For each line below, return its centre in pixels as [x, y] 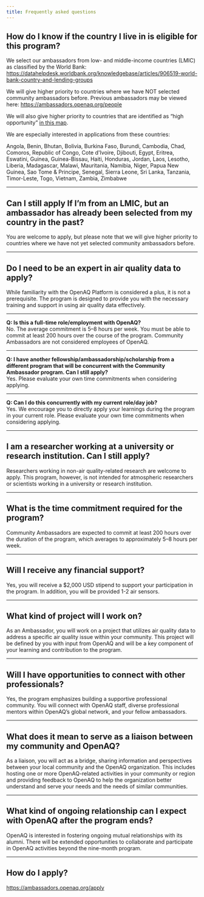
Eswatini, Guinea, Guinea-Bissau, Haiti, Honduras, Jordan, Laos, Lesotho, [98, 159]
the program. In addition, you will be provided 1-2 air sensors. [83, 591]
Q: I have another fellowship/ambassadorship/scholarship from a [90, 359]
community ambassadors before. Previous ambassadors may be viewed [97, 98]
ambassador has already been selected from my [100, 213]
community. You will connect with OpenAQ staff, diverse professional [93, 705]
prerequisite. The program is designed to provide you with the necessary [97, 299]
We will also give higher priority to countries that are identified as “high [95, 117]
